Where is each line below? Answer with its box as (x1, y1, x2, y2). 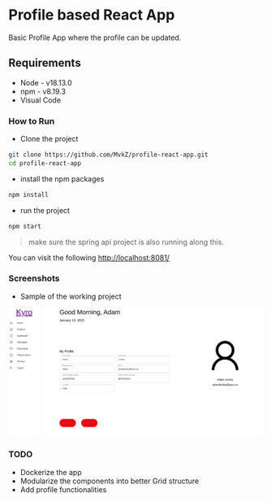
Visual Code (19, 95, 62, 105)
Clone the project (19, 134, 79, 144)
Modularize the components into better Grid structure (19, 476, 200, 486)
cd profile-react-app (8, 159, 82, 168)
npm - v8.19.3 (19, 86, 67, 96)
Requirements (8, 56, 81, 70)
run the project (19, 205, 71, 215)
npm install (8, 190, 49, 199)
